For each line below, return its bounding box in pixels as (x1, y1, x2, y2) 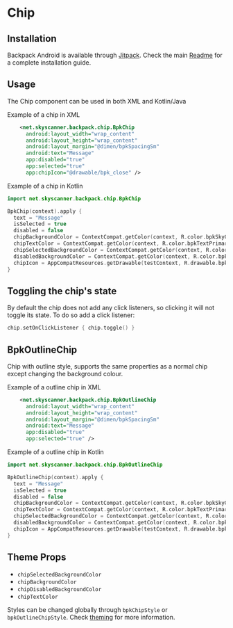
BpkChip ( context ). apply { (7, 207, 82, 215)
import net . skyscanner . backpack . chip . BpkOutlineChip (7, 461, 163, 469)
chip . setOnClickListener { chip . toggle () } (7, 325, 135, 332)
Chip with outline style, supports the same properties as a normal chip (7, 362, 208, 370)
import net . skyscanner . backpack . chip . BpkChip (7, 195, 141, 202)
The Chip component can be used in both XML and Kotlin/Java (7, 97, 187, 105)
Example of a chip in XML (7, 110, 80, 119)
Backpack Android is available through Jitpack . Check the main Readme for (7, 51, 223, 59)
